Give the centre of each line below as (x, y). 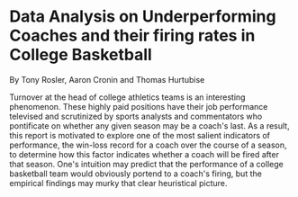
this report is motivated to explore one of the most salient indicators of (140, 135)
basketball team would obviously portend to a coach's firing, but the (136, 174)
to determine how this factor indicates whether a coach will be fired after (144, 154)
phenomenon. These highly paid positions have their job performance (139, 106)
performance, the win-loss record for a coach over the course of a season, (148, 145)
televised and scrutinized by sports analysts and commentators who (136, 116)
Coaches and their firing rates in (132, 36)
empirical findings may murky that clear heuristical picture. (118, 183)
